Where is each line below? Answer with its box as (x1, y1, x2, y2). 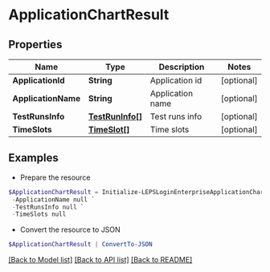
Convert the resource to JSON (19, 225, 121, 234)
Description (158, 62, 205, 72)
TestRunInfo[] (88, 111, 143, 122)
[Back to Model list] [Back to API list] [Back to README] (8, 255, 193, 265)
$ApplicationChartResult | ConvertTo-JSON (8, 241, 153, 249)
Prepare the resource (19, 173, 91, 182)
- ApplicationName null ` (11, 195, 95, 204)
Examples (8, 151, 59, 165)
